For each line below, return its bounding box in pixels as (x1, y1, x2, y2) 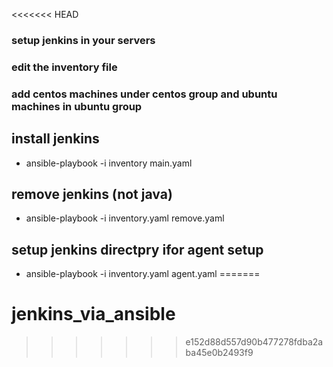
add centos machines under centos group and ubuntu (11, 87, 278, 101)
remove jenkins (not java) (11, 185, 173, 203)
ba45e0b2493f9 (185, 347, 254, 359)
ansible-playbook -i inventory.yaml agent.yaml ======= (25, 268, 261, 280)
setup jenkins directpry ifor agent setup (11, 241, 264, 258)
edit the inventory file (11, 60, 118, 74)
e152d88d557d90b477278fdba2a (185, 336, 324, 348)
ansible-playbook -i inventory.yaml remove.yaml (25, 212, 225, 224)
